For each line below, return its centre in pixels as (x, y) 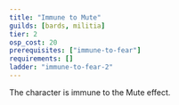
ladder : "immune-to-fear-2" (61, 68)
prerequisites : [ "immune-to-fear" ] (75, 51)
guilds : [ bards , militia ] (57, 26)
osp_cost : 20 (33, 42)
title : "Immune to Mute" (55, 17)
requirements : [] (41, 59)
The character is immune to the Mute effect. (90, 92)
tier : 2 (24, 34)
